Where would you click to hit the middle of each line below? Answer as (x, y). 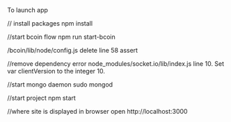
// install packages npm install (50, 23)
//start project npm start (42, 98)
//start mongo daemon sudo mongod (60, 85)
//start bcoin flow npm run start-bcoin (62, 37)
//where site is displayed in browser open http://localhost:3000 (97, 111)
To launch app (28, 10)
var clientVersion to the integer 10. (56, 71)
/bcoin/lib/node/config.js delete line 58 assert (72, 50)
